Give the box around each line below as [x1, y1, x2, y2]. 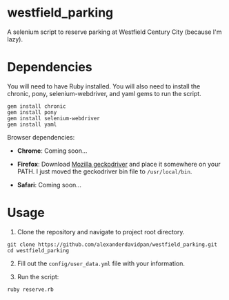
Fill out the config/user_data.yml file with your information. [17, 259, 185, 268]
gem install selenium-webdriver [7, 115, 100, 122]
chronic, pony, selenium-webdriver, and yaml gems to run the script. [7, 89, 201, 97]
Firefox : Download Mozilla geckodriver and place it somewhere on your [17, 160, 221, 168]
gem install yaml [7, 121, 57, 128]
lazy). [7, 35, 23, 43]
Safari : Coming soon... [17, 180, 81, 189]
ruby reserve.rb [7, 285, 54, 293]
